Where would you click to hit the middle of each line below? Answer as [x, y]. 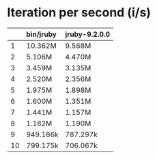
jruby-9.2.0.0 [88, 34]
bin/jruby [41, 34]
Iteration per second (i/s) [79, 13]
